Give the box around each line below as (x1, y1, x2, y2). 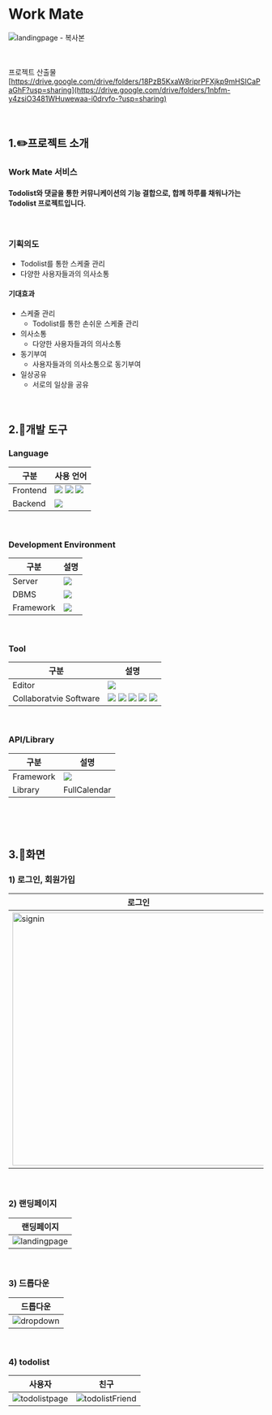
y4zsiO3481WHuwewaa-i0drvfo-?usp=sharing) (8, 93, 168, 103)
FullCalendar (63, 784, 112, 795)
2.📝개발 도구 (8, 423, 68, 437)
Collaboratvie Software (12, 693, 100, 704)
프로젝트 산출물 (8, 67, 57, 77)
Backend (12, 497, 46, 508)
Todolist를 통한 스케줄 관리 (19, 258, 105, 268)
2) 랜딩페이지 (8, 1198, 57, 1209)
